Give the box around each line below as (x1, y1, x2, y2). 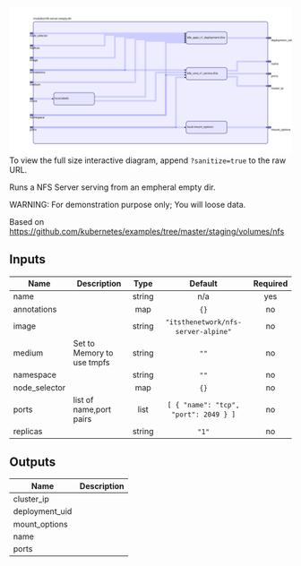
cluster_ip (13, 493, 49, 504)
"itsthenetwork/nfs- (165, 317, 242, 327)
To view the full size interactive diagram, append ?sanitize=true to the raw (9, 155, 287, 166)
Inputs (9, 252, 47, 267)
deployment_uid (13, 506, 73, 517)
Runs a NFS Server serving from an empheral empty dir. (9, 182, 216, 193)
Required (253, 279, 288, 289)
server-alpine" (175, 327, 232, 336)
